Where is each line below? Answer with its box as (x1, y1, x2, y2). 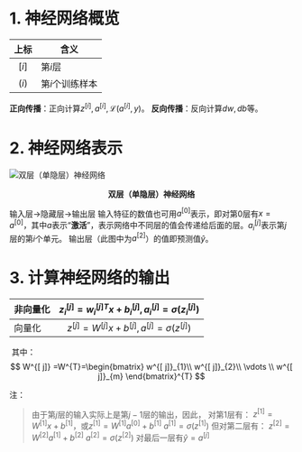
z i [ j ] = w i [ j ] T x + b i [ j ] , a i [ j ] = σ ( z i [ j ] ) (59, 301, 200, 317)
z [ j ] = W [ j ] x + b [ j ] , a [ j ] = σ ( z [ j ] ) (67, 320, 192, 335)
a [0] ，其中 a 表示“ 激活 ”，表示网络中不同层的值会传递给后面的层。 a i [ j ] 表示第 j (9, 218, 287, 233)
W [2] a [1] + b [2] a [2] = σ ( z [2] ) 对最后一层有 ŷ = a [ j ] (31, 430, 210, 443)
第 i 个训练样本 (41, 78, 97, 90)
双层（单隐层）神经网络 (107, 189, 196, 199)
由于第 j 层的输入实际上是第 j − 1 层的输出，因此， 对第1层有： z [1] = (31, 407, 273, 420)
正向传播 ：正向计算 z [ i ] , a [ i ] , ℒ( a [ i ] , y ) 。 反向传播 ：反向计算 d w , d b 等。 (9, 101, 263, 114)
